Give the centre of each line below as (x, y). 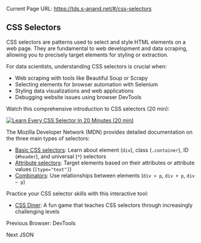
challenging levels (37, 211)
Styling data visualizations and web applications (74, 91)
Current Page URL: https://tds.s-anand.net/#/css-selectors (79, 9)
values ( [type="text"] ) (43, 169)
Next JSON (20, 235)
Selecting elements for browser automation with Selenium (86, 84)
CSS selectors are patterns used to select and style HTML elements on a (96, 42)
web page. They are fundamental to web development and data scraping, (97, 48)
